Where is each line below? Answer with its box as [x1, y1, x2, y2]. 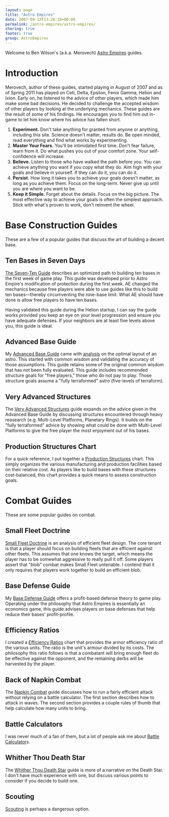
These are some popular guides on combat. [5, 512, 96, 518]
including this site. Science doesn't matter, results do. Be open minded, [12, 131, 160, 137]
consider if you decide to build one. [5, 777, 79, 784]
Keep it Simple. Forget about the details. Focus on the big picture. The [12, 191, 159, 197]
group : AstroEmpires [5, 36, 49, 41]
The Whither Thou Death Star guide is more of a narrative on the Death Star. [5, 767, 163, 773]
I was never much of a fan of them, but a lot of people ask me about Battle [5, 733, 160, 739]
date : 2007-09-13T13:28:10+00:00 [5, 17, 76, 22]
